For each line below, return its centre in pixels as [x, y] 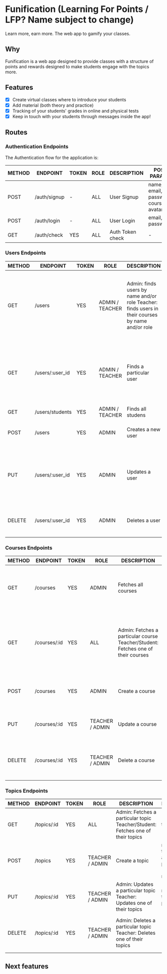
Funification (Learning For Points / [77, 9]
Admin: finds [141, 284]
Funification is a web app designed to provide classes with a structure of [80, 61]
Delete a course [136, 760]
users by [137, 290]
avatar [156, 209]
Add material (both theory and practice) [53, 105]
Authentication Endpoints [37, 147]
